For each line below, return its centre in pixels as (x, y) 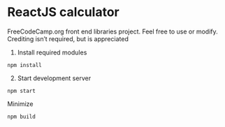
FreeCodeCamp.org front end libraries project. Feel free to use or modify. (112, 31)
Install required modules (52, 52)
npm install (24, 65)
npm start (22, 91)
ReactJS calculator (64, 12)
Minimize (20, 104)
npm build (22, 117)
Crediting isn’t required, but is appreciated (68, 38)
